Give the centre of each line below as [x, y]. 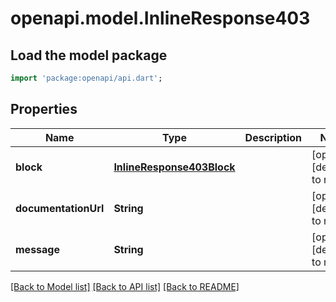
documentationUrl [60, 208]
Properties [44, 109]
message [37, 249]
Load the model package [89, 55]
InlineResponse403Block [174, 167]
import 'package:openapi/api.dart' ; [86, 78]
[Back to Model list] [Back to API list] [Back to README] [125, 286]
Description [273, 137]
